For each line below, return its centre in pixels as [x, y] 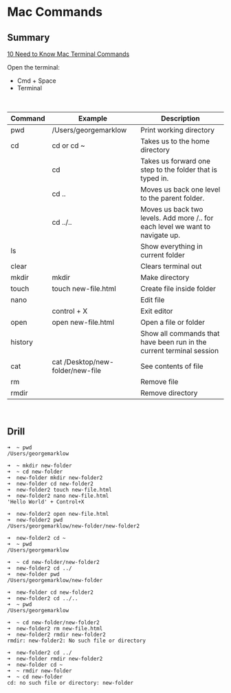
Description [180, 118]
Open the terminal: [33, 67]
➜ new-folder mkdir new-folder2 [55, 478]
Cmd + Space [36, 81]
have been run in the [174, 342]
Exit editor [157, 311]
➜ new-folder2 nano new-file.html [58, 496]
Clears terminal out [171, 266]
